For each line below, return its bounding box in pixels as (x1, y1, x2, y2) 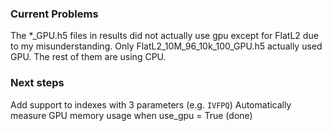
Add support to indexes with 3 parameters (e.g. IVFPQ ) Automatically (10, 98, 292, 111)
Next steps (10, 76, 65, 90)
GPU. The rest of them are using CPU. (10, 51, 167, 63)
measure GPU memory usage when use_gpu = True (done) (10, 109, 253, 121)
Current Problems (10, 7, 99, 21)
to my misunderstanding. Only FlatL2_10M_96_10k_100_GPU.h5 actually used (10, 40, 323, 52)
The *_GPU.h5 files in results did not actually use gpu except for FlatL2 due (10, 30, 319, 42)
